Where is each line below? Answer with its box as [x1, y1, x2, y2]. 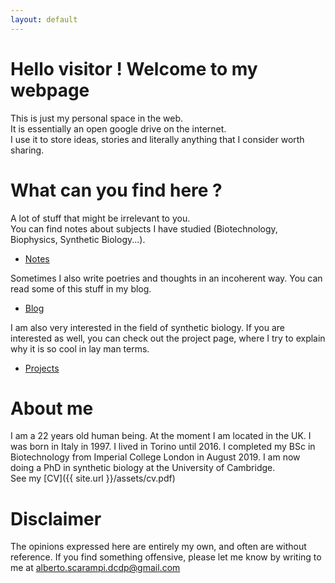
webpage [10, 79, 90, 101]
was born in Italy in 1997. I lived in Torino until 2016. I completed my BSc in [10, 441, 316, 453]
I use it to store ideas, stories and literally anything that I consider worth [10, 133, 305, 145]
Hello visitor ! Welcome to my [10, 57, 258, 80]
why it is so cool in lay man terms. [10, 342, 150, 355]
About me [10, 397, 94, 420]
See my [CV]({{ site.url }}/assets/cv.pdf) [10, 472, 176, 485]
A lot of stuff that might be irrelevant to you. [10, 212, 191, 224]
